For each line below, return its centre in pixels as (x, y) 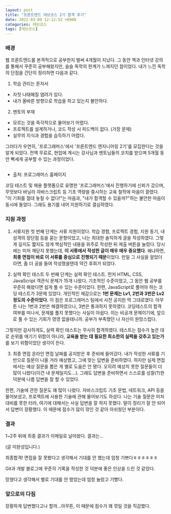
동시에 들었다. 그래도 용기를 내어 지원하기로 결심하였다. (60, 205)
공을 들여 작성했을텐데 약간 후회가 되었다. (75, 263)
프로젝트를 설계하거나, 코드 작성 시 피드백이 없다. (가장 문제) (72, 129)
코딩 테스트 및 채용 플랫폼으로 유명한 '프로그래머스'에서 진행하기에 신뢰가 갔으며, (85, 185)
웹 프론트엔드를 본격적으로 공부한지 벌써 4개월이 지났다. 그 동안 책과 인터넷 (80, 60)
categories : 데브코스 (26, 24)
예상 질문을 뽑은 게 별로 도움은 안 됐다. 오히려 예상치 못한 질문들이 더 (94, 366)
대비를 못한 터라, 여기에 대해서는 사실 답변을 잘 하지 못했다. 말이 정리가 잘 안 (81, 403)
